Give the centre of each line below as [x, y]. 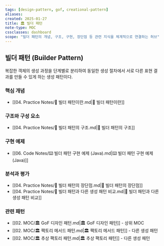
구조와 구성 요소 [23, 116]
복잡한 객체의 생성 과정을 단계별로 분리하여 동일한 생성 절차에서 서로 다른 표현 [79, 70]
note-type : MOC [21, 28]
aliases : [14, 14]
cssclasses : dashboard [28, 32]
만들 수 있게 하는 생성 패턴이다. [43, 77]
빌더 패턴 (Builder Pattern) [44, 58]
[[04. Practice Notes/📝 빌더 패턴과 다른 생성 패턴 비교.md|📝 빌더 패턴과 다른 [85, 191]
